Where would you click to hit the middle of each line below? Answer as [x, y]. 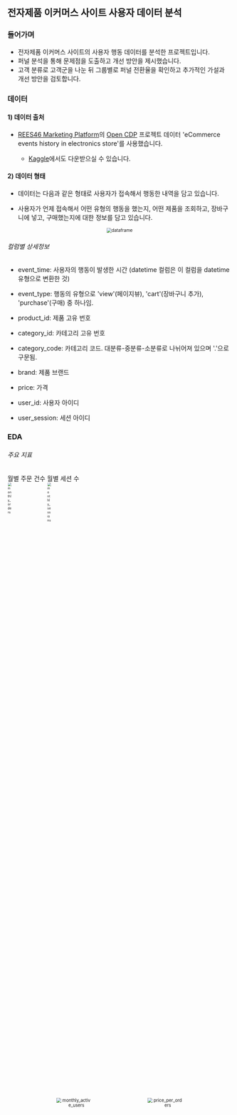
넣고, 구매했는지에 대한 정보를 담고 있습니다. [92, 218]
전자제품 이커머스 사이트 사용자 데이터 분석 [95, 13]
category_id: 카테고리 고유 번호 [61, 333]
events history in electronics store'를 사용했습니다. [90, 143]
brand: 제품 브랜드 [43, 373]
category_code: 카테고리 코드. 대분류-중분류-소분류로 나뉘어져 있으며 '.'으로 [123, 348]
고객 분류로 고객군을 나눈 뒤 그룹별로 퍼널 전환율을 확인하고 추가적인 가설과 [121, 69]
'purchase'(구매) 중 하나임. [56, 303]
